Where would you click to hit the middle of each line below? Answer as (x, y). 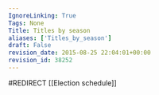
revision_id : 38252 (41, 61)
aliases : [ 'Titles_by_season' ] (60, 38)
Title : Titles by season (49, 30)
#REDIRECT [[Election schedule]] (62, 83)
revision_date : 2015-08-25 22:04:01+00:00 (79, 53)
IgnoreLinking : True (43, 16)
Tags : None (26, 23)
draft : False (30, 46)
